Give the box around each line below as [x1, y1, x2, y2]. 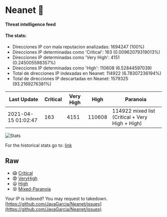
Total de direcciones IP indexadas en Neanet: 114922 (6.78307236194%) [12, 70, 162, 76]
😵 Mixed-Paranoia [12, 186, 51, 192]
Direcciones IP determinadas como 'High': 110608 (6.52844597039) [12, 65, 152, 71]
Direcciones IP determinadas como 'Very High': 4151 [12, 54, 120, 60]
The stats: [5, 32, 27, 39]
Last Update [9, 96, 39, 103]
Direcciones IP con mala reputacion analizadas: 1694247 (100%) [12, 43, 145, 49]
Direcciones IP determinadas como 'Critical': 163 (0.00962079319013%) [12, 49, 161, 55]
